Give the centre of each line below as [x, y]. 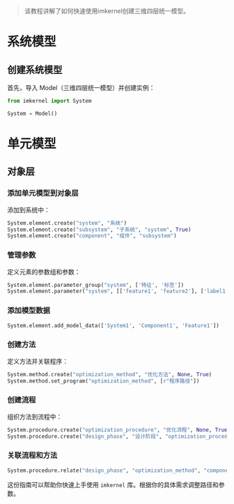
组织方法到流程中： [35, 416]
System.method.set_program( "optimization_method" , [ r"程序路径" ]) [103, 381]
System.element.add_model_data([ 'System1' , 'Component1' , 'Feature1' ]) [113, 325]
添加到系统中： [29, 209]
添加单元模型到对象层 [43, 193]
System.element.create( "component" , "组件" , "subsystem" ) [92, 236]
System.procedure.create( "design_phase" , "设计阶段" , [85, 436]
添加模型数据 [29, 311]
